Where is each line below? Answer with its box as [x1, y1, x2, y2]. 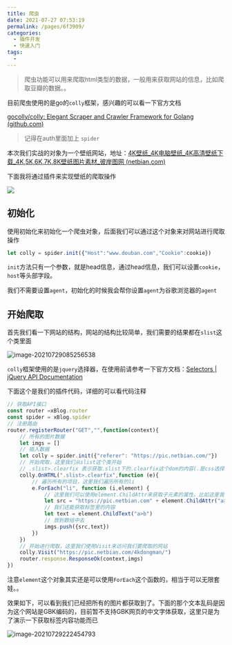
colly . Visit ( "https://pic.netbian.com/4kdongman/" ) [19, 549, 171, 556]
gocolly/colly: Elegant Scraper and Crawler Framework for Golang [7, 112, 195, 121]
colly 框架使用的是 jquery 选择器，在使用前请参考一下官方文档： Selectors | [7, 365, 217, 373]
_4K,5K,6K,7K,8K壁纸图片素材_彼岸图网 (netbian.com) [12, 157, 166, 166]
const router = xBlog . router [7, 407, 88, 414]
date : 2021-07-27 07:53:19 [7, 17, 85, 24]
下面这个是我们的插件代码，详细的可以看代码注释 [7, 387, 146, 396]
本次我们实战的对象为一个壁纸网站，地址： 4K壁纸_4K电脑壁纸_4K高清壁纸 [7, 148, 217, 157]
